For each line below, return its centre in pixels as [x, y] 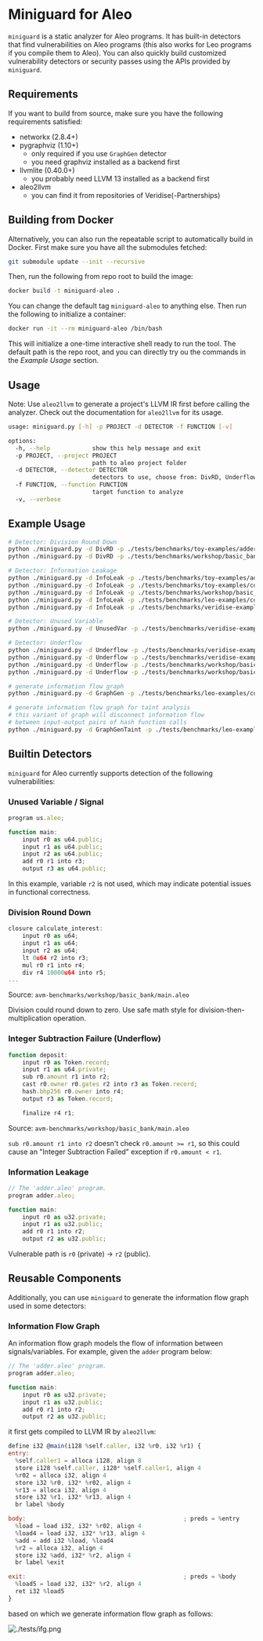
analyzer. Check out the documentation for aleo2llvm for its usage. [116, 412]
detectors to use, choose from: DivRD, [157, 478]
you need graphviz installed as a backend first [105, 162]
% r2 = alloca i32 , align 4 [59, 1548]
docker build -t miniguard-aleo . [65, 291]
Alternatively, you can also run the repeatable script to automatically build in [131, 239]
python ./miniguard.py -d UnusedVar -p [73, 629]
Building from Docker [61, 220]
